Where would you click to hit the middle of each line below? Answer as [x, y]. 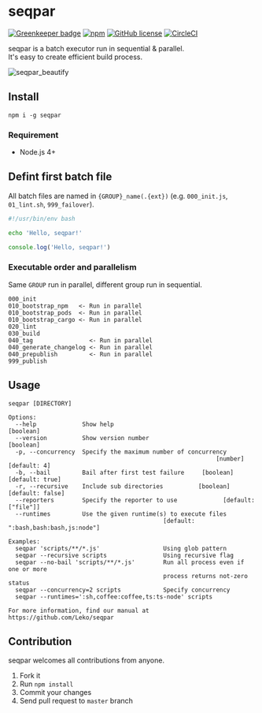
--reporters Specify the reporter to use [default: [135, 500]
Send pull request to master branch [76, 701]
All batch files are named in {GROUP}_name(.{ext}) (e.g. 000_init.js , [118, 196]
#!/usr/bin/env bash [42, 218]
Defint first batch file [60, 177]
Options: [22, 417]
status [19, 583]
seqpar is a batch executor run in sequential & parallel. [96, 48]
